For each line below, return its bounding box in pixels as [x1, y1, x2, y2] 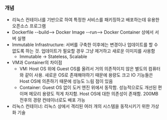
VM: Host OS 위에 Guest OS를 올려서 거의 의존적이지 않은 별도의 [19, 66, 147, 72]
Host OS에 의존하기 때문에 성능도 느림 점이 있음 [19, 78, 113, 84]
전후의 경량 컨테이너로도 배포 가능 [19, 97, 86, 103]
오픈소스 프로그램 [12, 23, 46, 29]
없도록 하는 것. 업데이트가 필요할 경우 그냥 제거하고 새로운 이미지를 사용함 [12, 48, 155, 54]
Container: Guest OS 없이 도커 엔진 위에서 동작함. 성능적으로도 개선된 [19, 84, 157, 90]
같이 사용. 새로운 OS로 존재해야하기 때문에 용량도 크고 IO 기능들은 [25, 72, 153, 78]
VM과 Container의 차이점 [12, 59, 62, 65]
